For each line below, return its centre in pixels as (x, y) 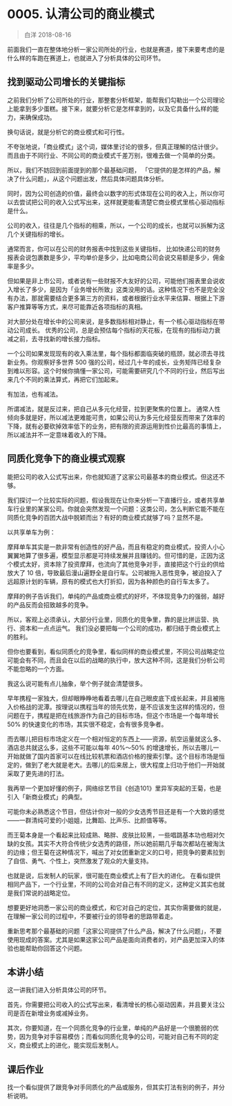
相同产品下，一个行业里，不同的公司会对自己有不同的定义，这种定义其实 (110, 884)
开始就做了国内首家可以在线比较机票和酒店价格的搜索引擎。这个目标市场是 (113, 756)
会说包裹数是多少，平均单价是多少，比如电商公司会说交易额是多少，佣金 (122, 257)
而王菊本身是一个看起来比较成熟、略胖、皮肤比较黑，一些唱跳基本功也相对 (113, 835)
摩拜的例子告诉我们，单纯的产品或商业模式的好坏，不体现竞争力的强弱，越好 (116, 596)
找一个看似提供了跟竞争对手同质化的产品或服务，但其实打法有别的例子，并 (113, 1087)
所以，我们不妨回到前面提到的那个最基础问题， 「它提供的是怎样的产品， (111, 170)
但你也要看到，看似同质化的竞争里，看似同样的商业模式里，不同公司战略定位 (116, 651)
